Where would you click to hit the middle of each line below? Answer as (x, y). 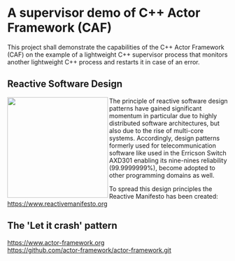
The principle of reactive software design (169, 101)
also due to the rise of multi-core (157, 130)
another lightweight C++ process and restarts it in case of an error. (104, 62)
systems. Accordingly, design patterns (165, 138)
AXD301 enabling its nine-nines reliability (168, 160)
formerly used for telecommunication (163, 146)
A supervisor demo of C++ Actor (104, 13)
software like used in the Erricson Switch (168, 153)
